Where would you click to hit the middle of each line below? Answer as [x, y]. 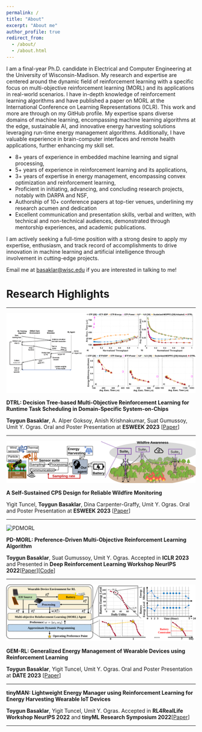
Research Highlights [58, 294]
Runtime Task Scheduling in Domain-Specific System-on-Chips [87, 408]
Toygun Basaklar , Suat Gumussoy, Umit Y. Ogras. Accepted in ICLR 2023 [98, 558]
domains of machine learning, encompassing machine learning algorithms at [101, 120]
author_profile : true [33, 32]
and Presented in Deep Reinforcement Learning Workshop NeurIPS [91, 564]
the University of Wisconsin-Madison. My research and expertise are [92, 75]
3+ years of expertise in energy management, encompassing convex [100, 176]
